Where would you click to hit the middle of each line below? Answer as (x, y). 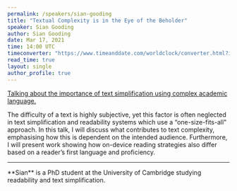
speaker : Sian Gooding (41, 27)
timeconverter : (30, 54)
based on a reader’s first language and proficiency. (81, 152)
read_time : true (31, 60)
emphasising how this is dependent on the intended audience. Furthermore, (117, 137)
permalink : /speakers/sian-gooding (60, 14)
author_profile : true (39, 73)
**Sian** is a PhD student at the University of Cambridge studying (104, 172)
